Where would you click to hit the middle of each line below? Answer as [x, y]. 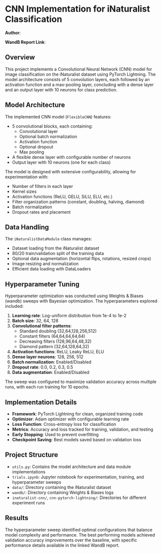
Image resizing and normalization [45, 264]
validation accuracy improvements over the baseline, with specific [71, 540]
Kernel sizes [24, 191]
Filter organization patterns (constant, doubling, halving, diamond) [78, 201]
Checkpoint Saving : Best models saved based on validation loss [77, 440]
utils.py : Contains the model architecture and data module [71, 467]
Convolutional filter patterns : [42, 326]
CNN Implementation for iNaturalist [78, 9]
